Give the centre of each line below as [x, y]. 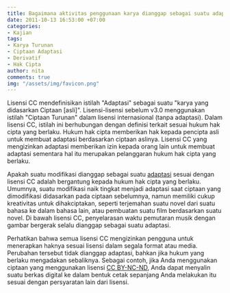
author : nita [26, 71]
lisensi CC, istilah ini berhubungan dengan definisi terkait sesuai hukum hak [114, 125]
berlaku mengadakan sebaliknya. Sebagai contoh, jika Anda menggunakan [112, 260]
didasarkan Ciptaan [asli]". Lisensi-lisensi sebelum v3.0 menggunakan [106, 110]
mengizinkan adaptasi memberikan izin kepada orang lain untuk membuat [111, 146]
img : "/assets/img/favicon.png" [53, 84]
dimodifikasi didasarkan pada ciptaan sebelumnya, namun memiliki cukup [111, 196]
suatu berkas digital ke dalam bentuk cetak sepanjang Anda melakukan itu [112, 275]
